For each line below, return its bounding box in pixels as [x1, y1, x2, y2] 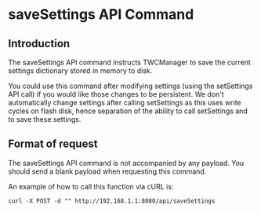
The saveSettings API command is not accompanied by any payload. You [8, 158, 245, 167]
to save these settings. [8, 115, 82, 123]
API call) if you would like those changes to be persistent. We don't [8, 90, 225, 99]
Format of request [8, 138, 98, 151]
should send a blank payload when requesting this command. [8, 167, 207, 176]
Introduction [8, 37, 71, 50]
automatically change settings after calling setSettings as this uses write [8, 98, 241, 107]
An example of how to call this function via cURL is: [8, 182, 174, 191]
